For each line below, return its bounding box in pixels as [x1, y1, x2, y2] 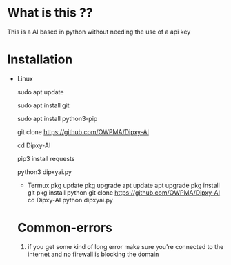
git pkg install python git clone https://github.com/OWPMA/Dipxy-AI [27, 188, 221, 197]
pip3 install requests [17, 154, 75, 162]
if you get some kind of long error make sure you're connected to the [27, 242, 224, 251]
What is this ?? [7, 5, 93, 21]
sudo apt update [17, 87, 64, 96]
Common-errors [17, 220, 112, 235]
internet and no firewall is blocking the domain [27, 250, 159, 258]
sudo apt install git [17, 101, 70, 109]
